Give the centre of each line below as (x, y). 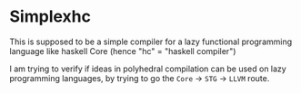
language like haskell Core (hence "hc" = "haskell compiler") (123, 51)
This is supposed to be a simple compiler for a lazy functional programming (151, 42)
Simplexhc (50, 17)
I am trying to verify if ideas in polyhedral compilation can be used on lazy (148, 69)
